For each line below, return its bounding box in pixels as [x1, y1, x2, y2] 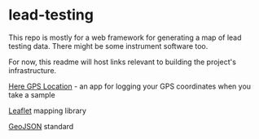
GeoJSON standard [8, 121, 74, 131]
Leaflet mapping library [8, 106, 87, 115]
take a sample [8, 89, 55, 99]
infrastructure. [8, 65, 57, 75]
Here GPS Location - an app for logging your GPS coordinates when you [8, 81, 251, 91]
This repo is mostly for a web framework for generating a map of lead [8, 33, 242, 42]
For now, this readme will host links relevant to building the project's [8, 57, 236, 67]
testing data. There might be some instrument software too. [8, 41, 209, 50]
